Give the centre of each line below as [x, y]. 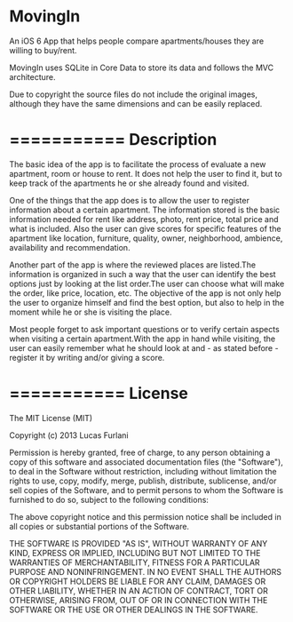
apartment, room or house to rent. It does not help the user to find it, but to [146, 173]
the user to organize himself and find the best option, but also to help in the [147, 302]
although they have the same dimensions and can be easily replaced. [136, 103]
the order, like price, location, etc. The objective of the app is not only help [145, 293]
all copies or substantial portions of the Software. [99, 526]
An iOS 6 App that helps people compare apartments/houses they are [137, 41]
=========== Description [113, 140]
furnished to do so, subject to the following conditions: [109, 499]
